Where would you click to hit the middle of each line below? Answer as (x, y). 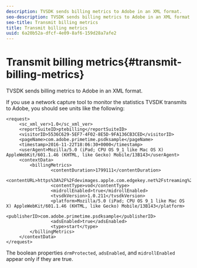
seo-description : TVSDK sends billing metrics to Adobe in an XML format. (99, 17)
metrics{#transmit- (134, 62)
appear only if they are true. (40, 259)
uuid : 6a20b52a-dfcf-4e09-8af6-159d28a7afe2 (61, 33)
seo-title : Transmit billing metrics (52, 22)
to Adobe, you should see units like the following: (65, 108)
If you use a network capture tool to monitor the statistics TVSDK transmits (96, 102)
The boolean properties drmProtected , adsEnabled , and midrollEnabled (91, 253)
